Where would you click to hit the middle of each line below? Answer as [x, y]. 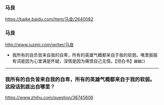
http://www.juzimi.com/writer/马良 [40, 44]
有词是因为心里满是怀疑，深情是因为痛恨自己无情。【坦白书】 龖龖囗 [79, 61]
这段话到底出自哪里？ [30, 87]
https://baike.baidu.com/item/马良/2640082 [49, 19]
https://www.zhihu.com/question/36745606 [49, 97]
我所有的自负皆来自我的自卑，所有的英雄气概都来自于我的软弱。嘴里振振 [85, 55]
